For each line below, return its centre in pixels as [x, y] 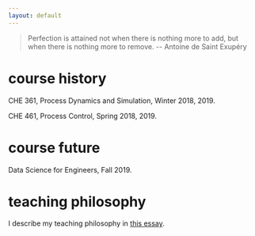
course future [54, 148]
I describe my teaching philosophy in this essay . [86, 223]
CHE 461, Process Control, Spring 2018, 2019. [82, 116]
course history [57, 78]
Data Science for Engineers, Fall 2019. [70, 169]
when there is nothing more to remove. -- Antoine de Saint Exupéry [137, 46]
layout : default [35, 15]
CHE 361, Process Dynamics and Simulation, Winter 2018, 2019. [112, 101]
